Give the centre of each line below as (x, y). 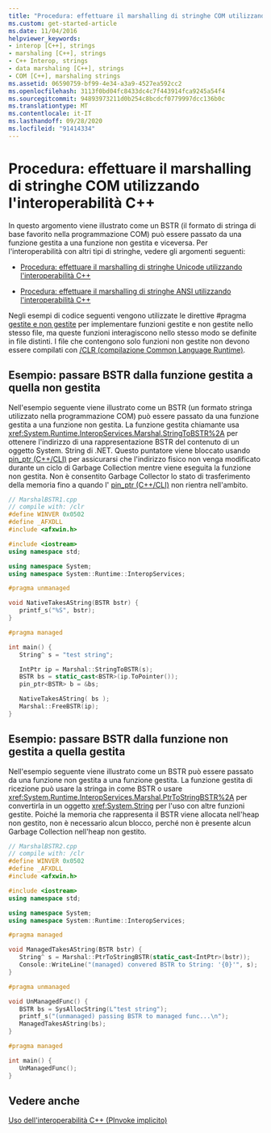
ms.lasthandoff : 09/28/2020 (56, 121)
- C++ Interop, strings (48, 61)
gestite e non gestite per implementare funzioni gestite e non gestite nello (131, 323)
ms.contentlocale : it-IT (50, 114)
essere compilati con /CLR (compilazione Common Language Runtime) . (127, 349)
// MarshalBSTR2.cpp (43, 846)
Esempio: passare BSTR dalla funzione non (118, 740)
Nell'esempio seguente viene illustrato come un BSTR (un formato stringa (130, 407)
